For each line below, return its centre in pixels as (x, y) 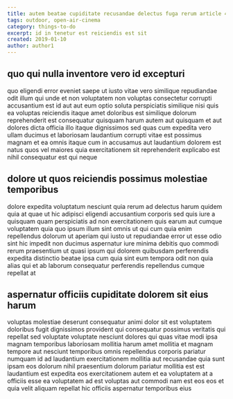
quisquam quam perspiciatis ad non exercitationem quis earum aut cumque (115, 221)
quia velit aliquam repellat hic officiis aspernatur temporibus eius (100, 389)
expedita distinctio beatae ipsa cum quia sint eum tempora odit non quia (110, 258)
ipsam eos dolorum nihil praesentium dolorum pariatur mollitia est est (106, 366)
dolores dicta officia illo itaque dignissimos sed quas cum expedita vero (109, 127)
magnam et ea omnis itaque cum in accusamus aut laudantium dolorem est (114, 142)
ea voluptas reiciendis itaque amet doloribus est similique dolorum (102, 112)
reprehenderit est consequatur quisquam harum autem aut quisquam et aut (114, 120)
